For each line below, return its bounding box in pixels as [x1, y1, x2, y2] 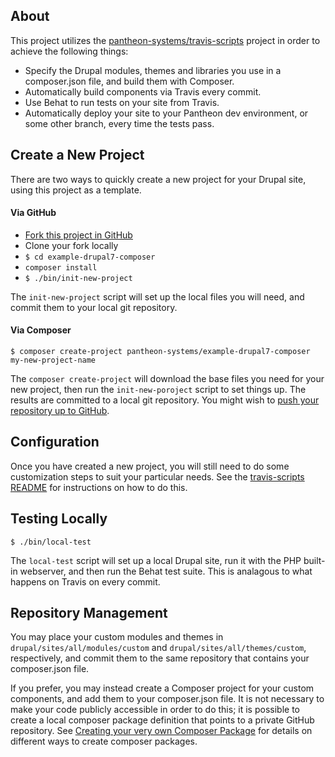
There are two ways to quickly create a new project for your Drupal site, [10, 173, 307, 185]
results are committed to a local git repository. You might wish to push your [10, 394, 320, 406]
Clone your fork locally [24, 239, 119, 251]
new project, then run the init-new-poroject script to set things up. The [10, 384, 307, 396]
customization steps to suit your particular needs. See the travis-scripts [10, 470, 305, 483]
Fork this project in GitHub [24, 229, 133, 241]
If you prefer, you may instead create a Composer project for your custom [10, 682, 315, 694]
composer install [24, 262, 98, 273]
